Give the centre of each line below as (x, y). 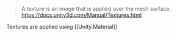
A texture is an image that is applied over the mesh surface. (96, 9)
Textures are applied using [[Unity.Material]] (62, 27)
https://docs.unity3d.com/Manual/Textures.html (81, 15)
